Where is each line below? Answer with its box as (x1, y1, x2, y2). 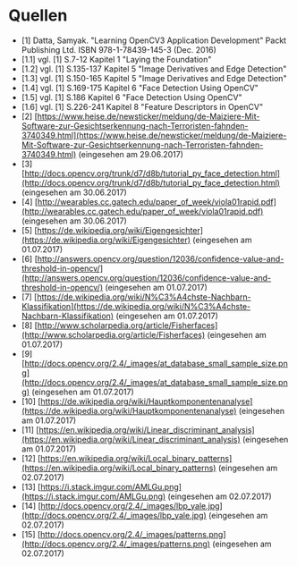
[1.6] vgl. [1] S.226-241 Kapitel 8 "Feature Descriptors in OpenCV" (21, 101, 264, 112)
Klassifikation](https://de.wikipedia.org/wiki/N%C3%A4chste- (21, 300, 251, 311)
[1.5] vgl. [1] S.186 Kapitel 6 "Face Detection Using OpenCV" (21, 91, 242, 103)
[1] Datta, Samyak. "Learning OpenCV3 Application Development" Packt (21, 35, 287, 46)
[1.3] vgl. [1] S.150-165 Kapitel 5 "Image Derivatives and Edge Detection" (21, 72, 287, 83)
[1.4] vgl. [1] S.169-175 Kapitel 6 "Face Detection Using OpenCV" (21, 82, 259, 93)
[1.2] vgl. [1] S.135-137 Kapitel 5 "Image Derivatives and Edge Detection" (21, 63, 287, 74)
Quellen (8, 5, 68, 26)
